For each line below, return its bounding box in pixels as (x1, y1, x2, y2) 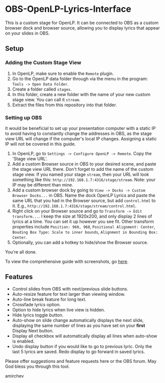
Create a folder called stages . (12, 86, 72, 92)
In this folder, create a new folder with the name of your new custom (12, 91, 151, 97)
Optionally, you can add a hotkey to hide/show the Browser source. (12, 239, 148, 245)
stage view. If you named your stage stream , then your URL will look (12, 171, 149, 177)
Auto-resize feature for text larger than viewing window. (12, 291, 125, 297)
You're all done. (5, 249, 37, 255)
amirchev (5, 373, 24, 379)
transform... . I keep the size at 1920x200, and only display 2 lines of (12, 213, 152, 219)
